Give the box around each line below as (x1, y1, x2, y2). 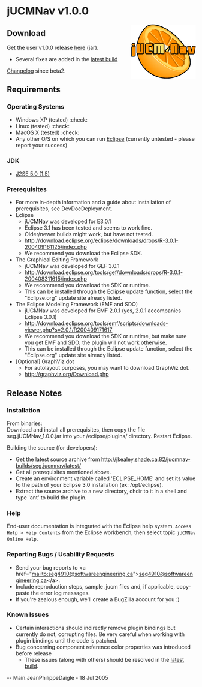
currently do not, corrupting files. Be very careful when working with (15, 631, 185, 638)
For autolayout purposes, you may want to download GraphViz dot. (24, 364, 190, 372)
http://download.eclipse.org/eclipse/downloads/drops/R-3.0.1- (24, 237, 179, 244)
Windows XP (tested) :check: (15, 116, 88, 123)
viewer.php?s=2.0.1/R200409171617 (24, 326, 113, 333)
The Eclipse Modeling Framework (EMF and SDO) (15, 301, 138, 308)
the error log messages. (31, 589, 91, 596)
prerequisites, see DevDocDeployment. (15, 205, 113, 212)
